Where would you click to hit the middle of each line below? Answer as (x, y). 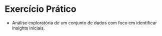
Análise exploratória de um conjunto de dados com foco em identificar (84, 23)
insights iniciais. (28, 28)
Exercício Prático (40, 9)
